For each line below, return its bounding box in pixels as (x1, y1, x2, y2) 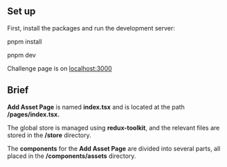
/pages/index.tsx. (7, 110, 60, 118)
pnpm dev (7, 51, 36, 59)
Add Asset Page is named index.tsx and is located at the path (7, 103, 185, 111)
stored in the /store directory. (7, 131, 91, 139)
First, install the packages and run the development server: (7, 24, 175, 32)
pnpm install (7, 37, 42, 46)
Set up (7, 6, 36, 17)
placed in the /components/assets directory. (7, 152, 136, 160)
